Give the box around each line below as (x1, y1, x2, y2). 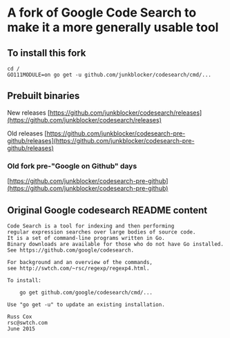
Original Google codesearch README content (7, 204, 208, 216)
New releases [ (7, 109, 50, 117)
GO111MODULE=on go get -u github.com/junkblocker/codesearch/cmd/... (7, 71, 212, 78)
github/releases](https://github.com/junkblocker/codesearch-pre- (7, 136, 195, 144)
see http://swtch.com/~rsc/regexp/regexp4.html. (7, 265, 150, 272)
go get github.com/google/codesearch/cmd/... (19, 289, 153, 296)
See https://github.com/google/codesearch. (7, 247, 135, 254)
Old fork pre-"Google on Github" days (7, 161, 137, 171)
